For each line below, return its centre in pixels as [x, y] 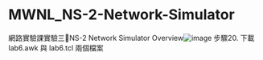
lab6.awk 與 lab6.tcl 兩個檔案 [56, 48]
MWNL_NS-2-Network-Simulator [121, 15]
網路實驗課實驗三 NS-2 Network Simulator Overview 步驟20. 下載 [131, 38]
